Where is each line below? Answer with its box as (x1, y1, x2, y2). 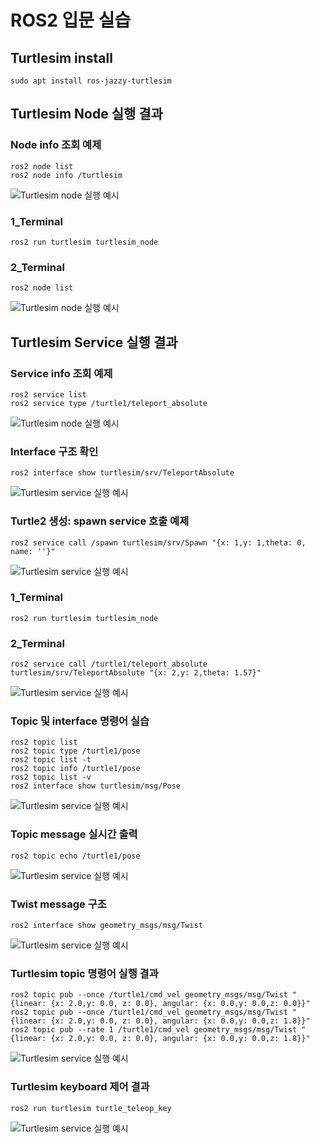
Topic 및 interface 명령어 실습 (10, 714, 150, 728)
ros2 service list (10, 389, 87, 400)
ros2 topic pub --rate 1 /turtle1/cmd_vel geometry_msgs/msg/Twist (10, 1025, 298, 1035)
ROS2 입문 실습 (10, 9, 132, 32)
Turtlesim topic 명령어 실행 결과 (10, 966, 159, 980)
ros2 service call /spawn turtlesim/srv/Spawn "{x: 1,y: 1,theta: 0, (10, 537, 307, 548)
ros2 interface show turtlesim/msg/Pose (10, 781, 182, 791)
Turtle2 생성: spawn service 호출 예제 (10, 514, 190, 528)
